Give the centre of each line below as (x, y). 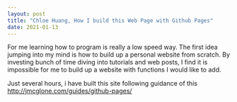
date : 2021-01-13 (33, 27)
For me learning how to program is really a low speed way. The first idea (112, 47)
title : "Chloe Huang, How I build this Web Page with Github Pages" (110, 21)
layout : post (27, 14)
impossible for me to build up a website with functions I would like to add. (114, 70)
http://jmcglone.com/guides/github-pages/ (70, 91)
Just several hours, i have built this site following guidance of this (103, 84)
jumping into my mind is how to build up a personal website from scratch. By (119, 55)
